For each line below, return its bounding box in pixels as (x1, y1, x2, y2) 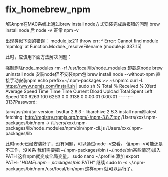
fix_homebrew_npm (5, 4, 91, 15)
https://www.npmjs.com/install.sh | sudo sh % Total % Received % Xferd (5, 83, 157, 89)
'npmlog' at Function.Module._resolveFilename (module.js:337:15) (5, 43, 142, 49)
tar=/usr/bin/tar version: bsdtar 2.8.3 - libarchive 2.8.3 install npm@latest (5, 108, 157, 114)
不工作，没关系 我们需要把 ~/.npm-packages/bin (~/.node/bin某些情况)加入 (5, 147, 161, 153)
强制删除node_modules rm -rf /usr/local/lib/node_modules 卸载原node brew (5, 65, 163, 71)
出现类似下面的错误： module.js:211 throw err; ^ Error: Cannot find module (5, 38, 159, 44)
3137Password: (5, 99, 37, 105)
